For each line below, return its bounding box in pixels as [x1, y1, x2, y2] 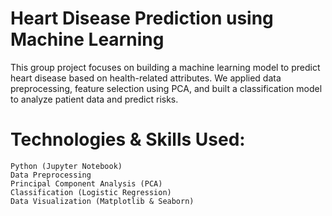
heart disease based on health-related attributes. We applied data [10, 72, 282, 84]
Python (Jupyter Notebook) [10, 161, 123, 171]
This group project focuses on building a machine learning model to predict [10, 61, 321, 73]
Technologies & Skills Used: [10, 128, 246, 151]
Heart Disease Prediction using [10, 7, 274, 30]
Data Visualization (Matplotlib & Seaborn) [10, 196, 195, 206]
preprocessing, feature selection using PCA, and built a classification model [10, 82, 323, 94]
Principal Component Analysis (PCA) [10, 178, 163, 189]
